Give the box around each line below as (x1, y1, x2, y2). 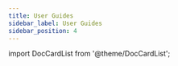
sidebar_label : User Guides (8, 19, 103, 27)
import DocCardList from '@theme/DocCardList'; (8, 49, 171, 59)
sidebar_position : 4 (8, 27, 78, 35)
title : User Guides (8, 11, 74, 20)
